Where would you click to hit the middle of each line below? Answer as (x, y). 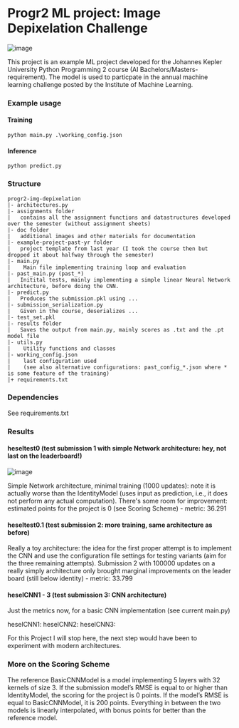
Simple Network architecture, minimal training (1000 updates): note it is (111, 486)
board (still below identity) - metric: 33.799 (70, 578)
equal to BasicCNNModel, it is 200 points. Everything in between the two (114, 702)
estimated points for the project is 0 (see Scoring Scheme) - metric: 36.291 (117, 508)
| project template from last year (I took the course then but (108, 248)
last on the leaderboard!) (45, 456)
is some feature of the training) (59, 373)
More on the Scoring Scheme (59, 665)
